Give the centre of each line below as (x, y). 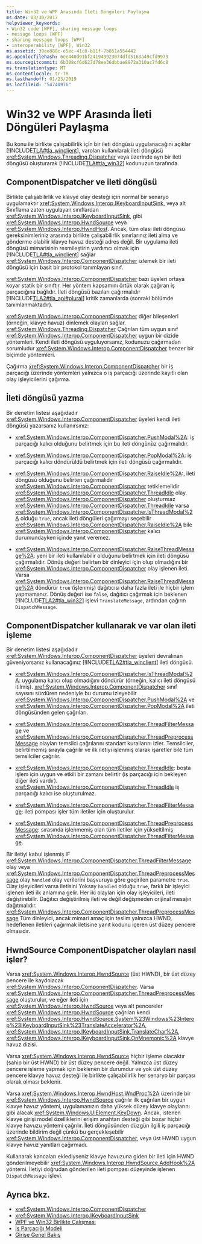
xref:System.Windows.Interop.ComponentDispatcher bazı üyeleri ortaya (96, 279)
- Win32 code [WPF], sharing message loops (62, 29)
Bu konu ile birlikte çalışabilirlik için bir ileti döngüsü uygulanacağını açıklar (99, 144)
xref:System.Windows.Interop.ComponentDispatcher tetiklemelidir (97, 486)
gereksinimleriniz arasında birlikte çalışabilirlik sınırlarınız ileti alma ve (92, 235)
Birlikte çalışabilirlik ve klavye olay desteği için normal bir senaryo (87, 197)
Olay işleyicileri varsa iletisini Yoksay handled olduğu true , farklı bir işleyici (98, 886)
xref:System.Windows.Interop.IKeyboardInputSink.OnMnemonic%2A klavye (100, 1038)
